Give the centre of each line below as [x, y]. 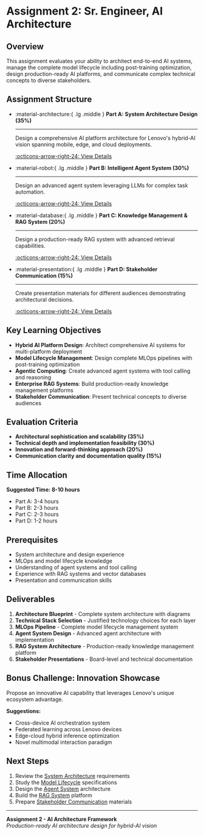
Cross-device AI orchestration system [63, 723]
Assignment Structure [49, 99]
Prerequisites [32, 540]
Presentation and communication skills [63, 580]
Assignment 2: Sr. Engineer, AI [84, 11]
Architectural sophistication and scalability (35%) [80, 437]
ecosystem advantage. [35, 699]
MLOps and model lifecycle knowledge [63, 561]
